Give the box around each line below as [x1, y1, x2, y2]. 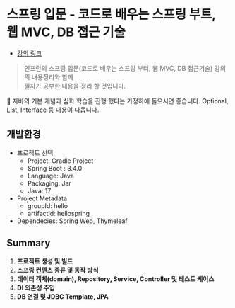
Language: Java [27, 171, 75, 180]
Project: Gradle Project [27, 156, 94, 165]
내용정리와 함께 [31, 72, 73, 81]
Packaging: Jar [27, 178, 71, 188]
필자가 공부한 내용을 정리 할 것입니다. [23, 81, 126, 90]
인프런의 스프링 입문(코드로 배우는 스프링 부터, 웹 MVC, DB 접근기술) [23, 64, 213, 72]
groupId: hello [27, 201, 68, 210]
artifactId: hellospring [27, 209, 90, 217]
